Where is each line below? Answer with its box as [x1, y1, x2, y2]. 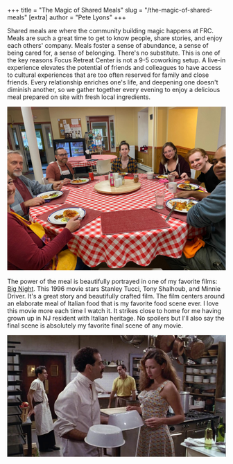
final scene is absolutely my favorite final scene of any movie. [7, 321, 184, 330]
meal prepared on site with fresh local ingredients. [7, 93, 151, 101]
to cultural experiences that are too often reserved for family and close [7, 71, 209, 79]
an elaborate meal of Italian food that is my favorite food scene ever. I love [7, 299, 219, 307]
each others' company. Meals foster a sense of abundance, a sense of [7, 42, 209, 49]
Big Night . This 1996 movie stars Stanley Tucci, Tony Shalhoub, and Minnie [7, 285, 221, 293]
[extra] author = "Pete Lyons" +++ [28, 13, 126, 21]
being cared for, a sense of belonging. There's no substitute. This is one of [7, 48, 221, 57]
